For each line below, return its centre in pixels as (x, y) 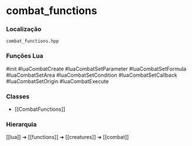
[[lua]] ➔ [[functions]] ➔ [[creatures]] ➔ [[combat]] (68, 137)
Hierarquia (21, 124)
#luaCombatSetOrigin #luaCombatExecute (58, 81)
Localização (24, 29)
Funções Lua (25, 56)
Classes (18, 96)
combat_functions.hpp (33, 41)
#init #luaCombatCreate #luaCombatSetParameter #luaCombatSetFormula (96, 69)
